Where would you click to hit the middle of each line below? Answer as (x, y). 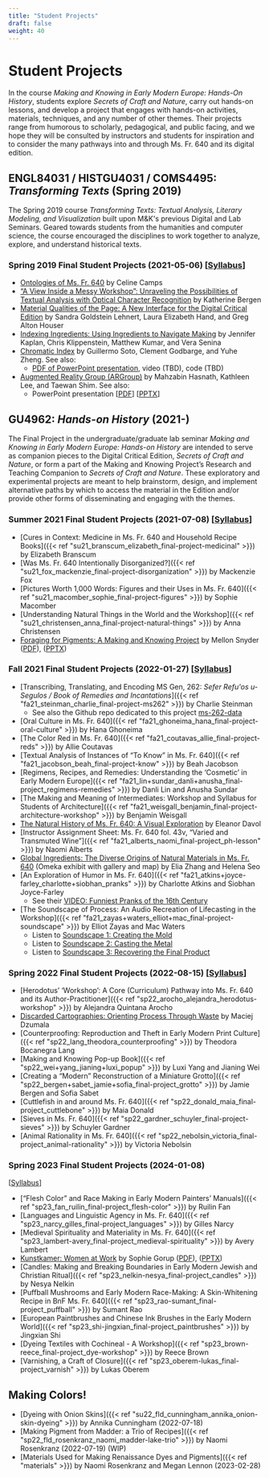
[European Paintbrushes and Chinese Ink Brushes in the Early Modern (135, 1319)
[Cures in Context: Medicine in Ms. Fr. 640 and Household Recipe (128, 537)
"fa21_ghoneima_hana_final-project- (199, 721)
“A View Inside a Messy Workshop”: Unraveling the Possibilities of (129, 292)
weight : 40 (26, 31)
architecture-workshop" (60, 815)
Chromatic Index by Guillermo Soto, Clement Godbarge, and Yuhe (129, 351)
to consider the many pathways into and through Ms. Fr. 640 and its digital (131, 144)
